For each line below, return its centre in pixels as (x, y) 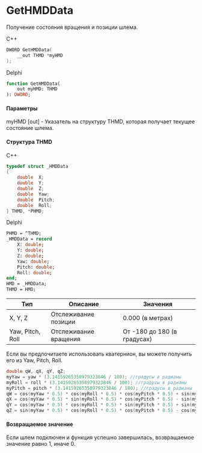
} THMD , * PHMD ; (25, 211)
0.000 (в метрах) (148, 318)
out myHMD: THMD (38, 89)
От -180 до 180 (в (150, 331)
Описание (84, 304)
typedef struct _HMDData (37, 166)
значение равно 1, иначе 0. (41, 444)
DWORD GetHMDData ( (29, 50)
